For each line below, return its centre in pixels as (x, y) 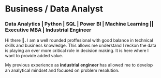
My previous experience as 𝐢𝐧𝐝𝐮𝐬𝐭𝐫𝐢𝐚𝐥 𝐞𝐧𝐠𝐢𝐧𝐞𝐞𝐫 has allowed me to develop (79, 65)
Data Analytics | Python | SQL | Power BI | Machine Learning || (79, 24)
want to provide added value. (34, 56)
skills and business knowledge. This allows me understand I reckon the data (81, 45)
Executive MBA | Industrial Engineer (48, 30)
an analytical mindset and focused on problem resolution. (62, 70)
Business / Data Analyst (54, 9)
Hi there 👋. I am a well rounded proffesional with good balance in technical (79, 40)
